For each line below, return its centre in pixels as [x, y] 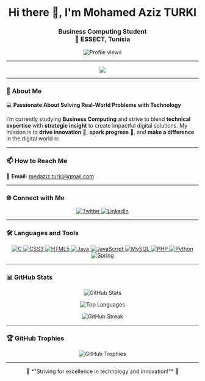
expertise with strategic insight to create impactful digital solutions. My [97, 125]
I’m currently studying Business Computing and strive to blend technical [99, 119]
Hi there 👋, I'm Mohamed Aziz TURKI [103, 13]
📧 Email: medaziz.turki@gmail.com [50, 176]
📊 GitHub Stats [30, 277]
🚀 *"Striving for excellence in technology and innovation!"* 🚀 [103, 371]
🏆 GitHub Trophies [35, 338]
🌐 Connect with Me [36, 198]
